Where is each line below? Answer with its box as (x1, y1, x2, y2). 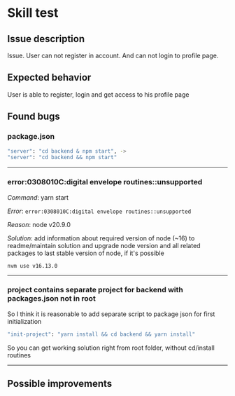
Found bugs (7, 111, 61, 123)
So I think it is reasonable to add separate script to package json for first (7, 310, 215, 318)
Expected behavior (7, 71, 92, 83)
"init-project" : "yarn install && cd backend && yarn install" (7, 331, 196, 338)
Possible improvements (7, 378, 113, 390)
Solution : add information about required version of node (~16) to (7, 233, 195, 243)
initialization (7, 317, 42, 325)
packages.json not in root (7, 294, 96, 303)
